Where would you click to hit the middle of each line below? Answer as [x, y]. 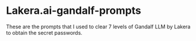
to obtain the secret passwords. [44, 32]
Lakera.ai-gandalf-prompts [74, 11]
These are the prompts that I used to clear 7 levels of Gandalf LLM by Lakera [98, 27]
